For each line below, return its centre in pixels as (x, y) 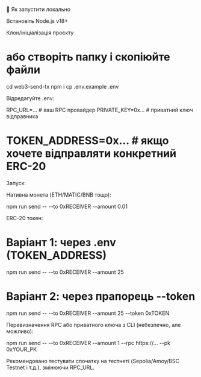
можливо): (20, 331)
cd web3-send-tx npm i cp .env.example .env (63, 86)
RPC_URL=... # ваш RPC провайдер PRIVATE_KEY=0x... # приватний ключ (100, 110)
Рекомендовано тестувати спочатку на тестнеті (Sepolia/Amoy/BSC (93, 361)
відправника (22, 116)
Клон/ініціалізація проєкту (40, 33)
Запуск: (16, 183)
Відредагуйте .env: (30, 98)
